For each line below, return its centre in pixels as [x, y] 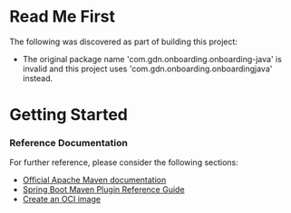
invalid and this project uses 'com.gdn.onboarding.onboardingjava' [147, 69]
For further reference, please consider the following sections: [124, 162]
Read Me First [63, 17]
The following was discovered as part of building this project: [124, 42]
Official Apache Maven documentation [94, 180]
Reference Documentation [69, 144]
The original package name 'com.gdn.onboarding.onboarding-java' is [152, 59]
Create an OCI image [62, 199]
